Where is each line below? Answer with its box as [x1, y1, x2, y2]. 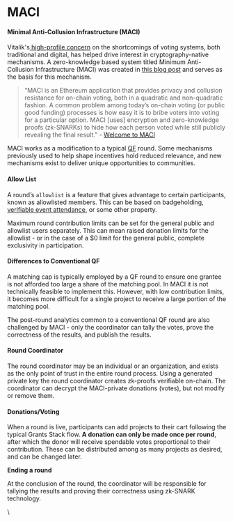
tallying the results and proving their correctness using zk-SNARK [7, 487, 196, 496]
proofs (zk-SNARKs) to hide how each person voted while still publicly [24, 123, 226, 132]
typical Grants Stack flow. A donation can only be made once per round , [7, 430, 217, 439]
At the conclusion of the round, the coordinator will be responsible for [7, 479, 207, 488]
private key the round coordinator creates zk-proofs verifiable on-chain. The [7, 377, 226, 385]
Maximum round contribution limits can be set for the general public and [7, 219, 214, 227]
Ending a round [7, 466, 52, 475]
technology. [7, 494, 42, 502]
